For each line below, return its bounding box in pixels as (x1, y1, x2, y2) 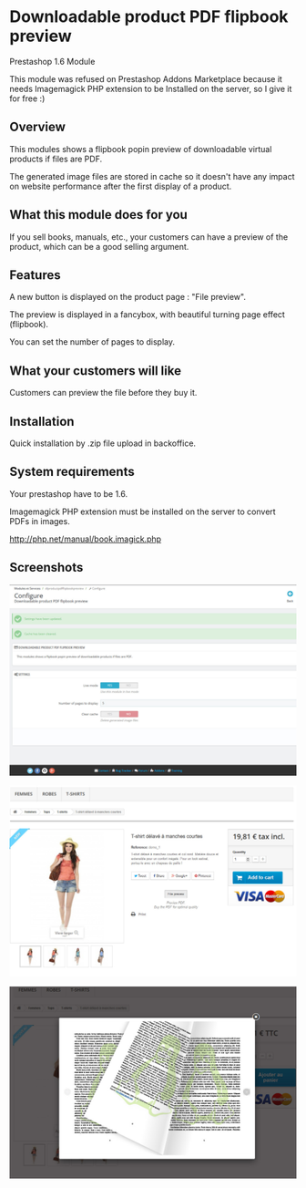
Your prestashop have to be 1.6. (9, 488, 128, 499)
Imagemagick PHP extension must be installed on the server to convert (9, 506, 276, 517)
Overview (9, 119, 66, 135)
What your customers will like (9, 363, 182, 378)
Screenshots (9, 560, 84, 575)
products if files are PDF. (9, 153, 103, 164)
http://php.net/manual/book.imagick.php (9, 533, 162, 544)
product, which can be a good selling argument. (9, 241, 189, 252)
